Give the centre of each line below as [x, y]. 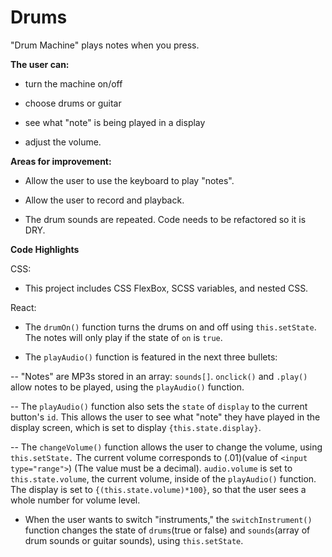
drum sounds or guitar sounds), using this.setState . [134, 540]
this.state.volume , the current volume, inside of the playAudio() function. [163, 478]
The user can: [40, 64]
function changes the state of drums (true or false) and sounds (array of [167, 530]
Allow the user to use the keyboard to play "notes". [129, 180]
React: [23, 307]
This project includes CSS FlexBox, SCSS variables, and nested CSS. [166, 288]
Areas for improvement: [61, 161]
